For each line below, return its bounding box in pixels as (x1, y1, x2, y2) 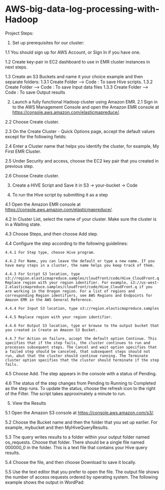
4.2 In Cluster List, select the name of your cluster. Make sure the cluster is (5, 216, 157, 222)
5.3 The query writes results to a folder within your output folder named (5, 434, 150, 440)
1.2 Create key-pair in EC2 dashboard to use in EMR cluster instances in (5, 59, 150, 65)
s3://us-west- (130, 280, 160, 285)
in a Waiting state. (5, 221, 42, 227)
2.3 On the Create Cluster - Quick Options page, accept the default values (5, 128, 155, 134)
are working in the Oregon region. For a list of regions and (5, 289, 135, 294)
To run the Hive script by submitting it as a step (12, 192, 108, 197)
